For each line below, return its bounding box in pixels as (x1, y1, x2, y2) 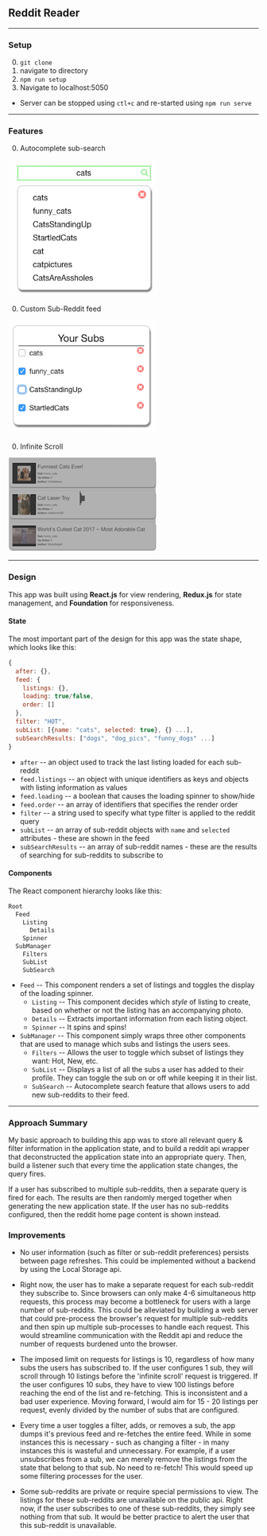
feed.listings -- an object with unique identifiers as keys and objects (19, 774, 249, 784)
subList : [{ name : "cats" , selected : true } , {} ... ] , (15, 725, 194, 734)
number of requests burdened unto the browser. (19, 1340, 178, 1349)
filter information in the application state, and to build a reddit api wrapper (8, 1144, 250, 1153)
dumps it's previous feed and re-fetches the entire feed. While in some (19, 1429, 252, 1439)
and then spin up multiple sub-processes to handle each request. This (19, 1322, 250, 1332)
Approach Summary (8, 1117, 88, 1128)
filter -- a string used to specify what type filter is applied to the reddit (19, 807, 256, 818)
